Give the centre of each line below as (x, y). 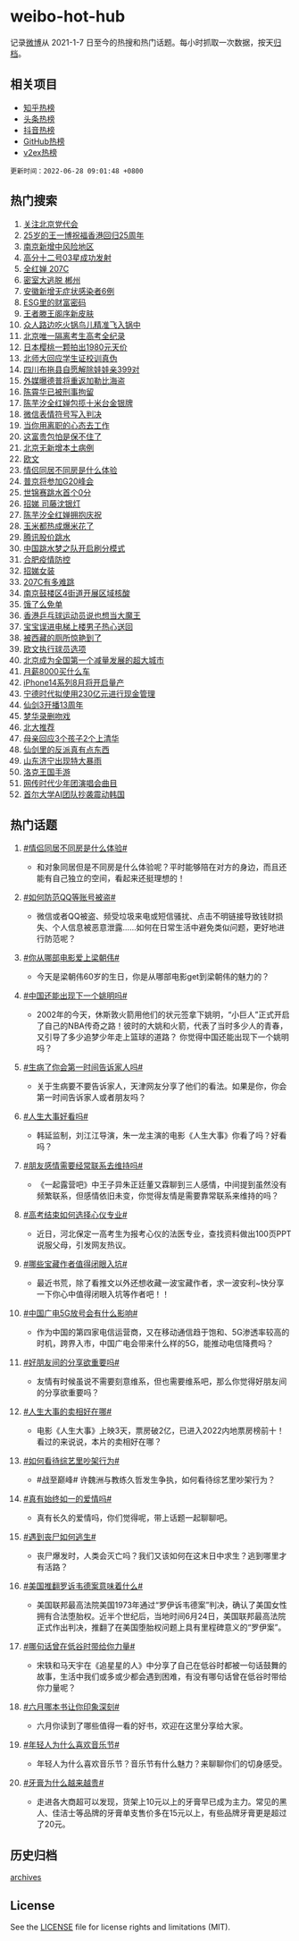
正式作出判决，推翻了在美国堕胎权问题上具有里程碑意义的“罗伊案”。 (161, 1627)
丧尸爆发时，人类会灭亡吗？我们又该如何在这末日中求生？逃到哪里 (158, 1556)
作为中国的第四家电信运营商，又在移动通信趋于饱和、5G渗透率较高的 (163, 1332)
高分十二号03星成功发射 (67, 258)
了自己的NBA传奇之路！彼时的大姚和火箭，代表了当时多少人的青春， (162, 1026)
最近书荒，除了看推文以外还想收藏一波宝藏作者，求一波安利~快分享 (160, 1283)
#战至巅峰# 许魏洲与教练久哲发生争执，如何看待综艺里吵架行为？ (156, 1480)
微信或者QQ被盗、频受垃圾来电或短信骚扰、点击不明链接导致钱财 (156, 916)
